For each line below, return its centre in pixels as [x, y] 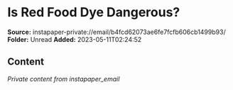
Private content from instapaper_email [64, 79]
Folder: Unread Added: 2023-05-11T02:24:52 [75, 39]
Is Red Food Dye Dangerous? [94, 12]
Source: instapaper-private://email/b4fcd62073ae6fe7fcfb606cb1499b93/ [116, 32]
